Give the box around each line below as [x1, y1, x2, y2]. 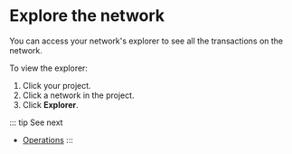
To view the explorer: [9, 63, 89, 73]
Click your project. [22, 80, 92, 91]
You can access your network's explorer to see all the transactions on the [9, 35, 284, 46]
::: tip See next [9, 117, 63, 128]
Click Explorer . [22, 99, 79, 110]
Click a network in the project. [22, 90, 135, 101]
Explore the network [9, 5, 165, 26]
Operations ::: [22, 134, 74, 145]
